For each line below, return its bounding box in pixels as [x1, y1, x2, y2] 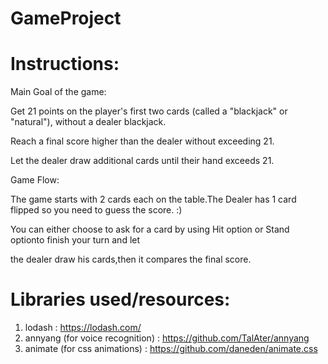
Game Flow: [10, 174, 60, 186]
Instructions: [10, 53, 120, 76]
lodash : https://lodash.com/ [24, 322, 142, 334]
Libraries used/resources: [10, 288, 231, 311]
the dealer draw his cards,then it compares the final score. [10, 253, 252, 266]
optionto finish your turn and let [10, 234, 141, 246]
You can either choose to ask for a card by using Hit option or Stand [10, 223, 290, 236]
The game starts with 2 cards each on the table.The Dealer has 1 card [10, 193, 297, 206]
